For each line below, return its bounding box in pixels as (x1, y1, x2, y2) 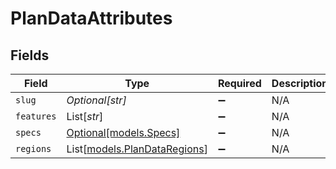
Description (271, 77, 329, 90)
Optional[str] (66, 93, 127, 107)
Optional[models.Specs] (66, 126, 181, 139)
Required (217, 77, 262, 90)
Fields (10, 47, 50, 64)
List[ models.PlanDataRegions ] (66, 142, 208, 156)
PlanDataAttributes (10, 7, 173, 30)
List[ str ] (66, 110, 104, 123)
